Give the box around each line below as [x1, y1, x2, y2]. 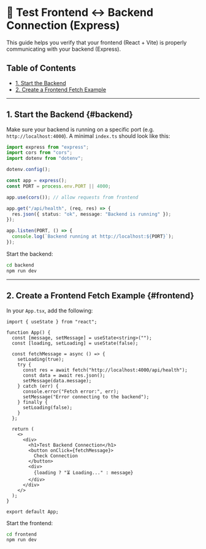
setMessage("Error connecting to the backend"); [22, 393, 150, 400]
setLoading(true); [17, 356, 64, 362]
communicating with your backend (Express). [6, 45, 121, 53]
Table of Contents [6, 63, 77, 74]
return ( [12, 426, 34, 432]
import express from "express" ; [6, 144, 89, 150]
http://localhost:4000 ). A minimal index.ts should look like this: [6, 132, 170, 140]
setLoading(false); [22, 404, 72, 411]
